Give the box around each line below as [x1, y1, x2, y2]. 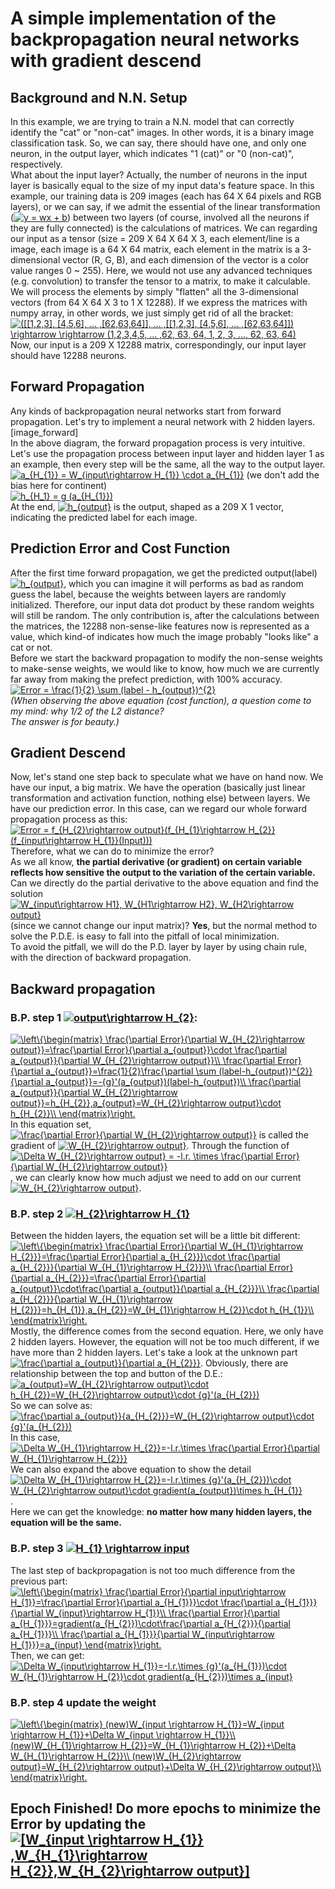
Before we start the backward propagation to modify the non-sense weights [10, 652, 323, 664]
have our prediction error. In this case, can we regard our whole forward [10, 803, 308, 815]
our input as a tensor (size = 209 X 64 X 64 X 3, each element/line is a [10, 233, 300, 244]
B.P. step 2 [10, 1207, 64, 1221]
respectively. [10, 158, 63, 170]
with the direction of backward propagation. [10, 952, 192, 964]
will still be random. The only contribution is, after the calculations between [10, 609, 320, 621]
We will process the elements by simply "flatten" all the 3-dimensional [10, 286, 299, 297]
